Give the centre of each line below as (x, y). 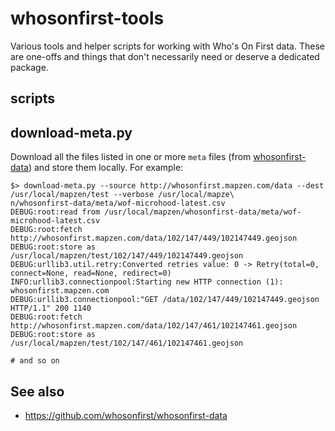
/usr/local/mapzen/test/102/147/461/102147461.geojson (127, 343)
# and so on (35, 361)
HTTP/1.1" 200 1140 (51, 308)
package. (29, 67)
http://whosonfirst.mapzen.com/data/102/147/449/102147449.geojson (154, 238)
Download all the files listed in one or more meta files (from (131, 157)
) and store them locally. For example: (106, 168)
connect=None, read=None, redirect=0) (91, 273)
